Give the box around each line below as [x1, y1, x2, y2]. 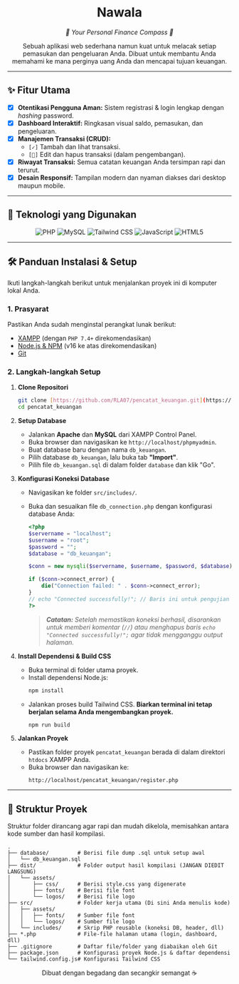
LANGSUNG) [7, 868, 37, 876]
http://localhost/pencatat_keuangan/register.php [28, 777, 179, 784]
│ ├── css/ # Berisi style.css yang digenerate [7, 881, 186, 888]
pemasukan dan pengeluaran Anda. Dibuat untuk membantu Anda [22, 49, 217, 58]
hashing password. [17, 111, 75, 120]
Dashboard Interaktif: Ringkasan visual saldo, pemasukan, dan [17, 118, 203, 127]
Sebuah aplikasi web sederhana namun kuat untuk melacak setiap [22, 41, 217, 50]
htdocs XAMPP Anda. [28, 756, 91, 764]
